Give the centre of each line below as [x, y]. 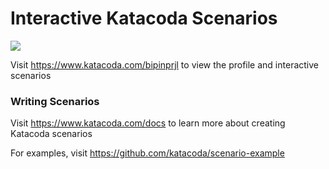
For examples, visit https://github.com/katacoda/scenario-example [147, 153]
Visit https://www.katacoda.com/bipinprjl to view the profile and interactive [164, 64]
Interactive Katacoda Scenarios [144, 18]
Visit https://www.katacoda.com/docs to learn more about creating [148, 123]
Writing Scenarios [55, 101]
